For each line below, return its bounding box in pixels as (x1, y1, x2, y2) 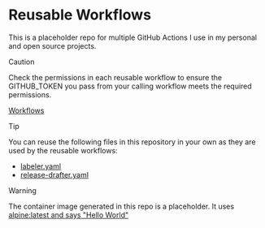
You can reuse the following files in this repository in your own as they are (8, 136, 256, 147)
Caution (8, 57, 35, 67)
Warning (8, 185, 37, 196)
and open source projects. (8, 41, 97, 50)
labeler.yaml (20, 161, 62, 171)
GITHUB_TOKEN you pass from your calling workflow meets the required (8, 81, 252, 91)
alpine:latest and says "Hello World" (8, 209, 128, 220)
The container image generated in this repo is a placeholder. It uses (8, 201, 234, 211)
